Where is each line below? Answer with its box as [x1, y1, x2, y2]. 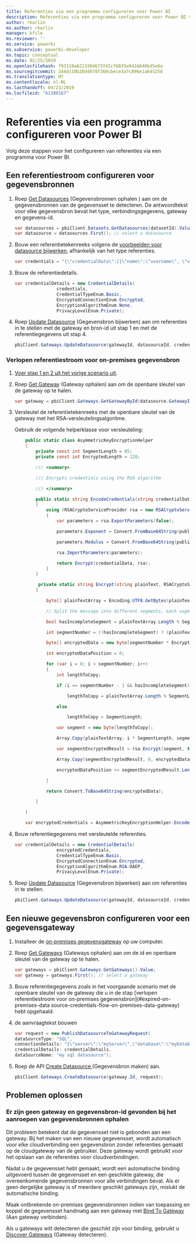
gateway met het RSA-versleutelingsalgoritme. [14, 415, 127, 422]
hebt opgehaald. [14, 1007, 54, 1015]
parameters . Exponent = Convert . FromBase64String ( [56, 528, 180, 534]
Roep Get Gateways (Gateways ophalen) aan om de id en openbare [14, 949, 177, 956]
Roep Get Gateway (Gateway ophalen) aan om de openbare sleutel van [14, 381, 185, 388]
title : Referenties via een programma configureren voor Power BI [6, 8, 171, 15]
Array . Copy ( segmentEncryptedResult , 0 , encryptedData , [56, 756, 192, 762]
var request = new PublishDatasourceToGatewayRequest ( [14, 1030, 151, 1036]
